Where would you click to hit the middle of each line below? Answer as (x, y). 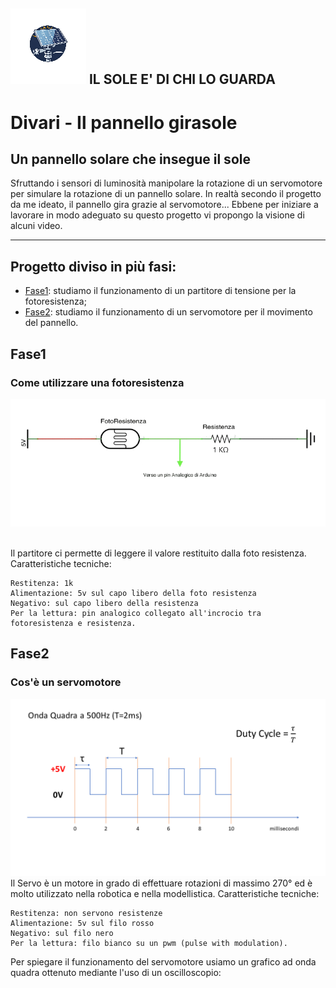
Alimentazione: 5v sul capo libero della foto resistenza (133, 594)
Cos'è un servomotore (66, 682)
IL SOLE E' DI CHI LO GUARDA (182, 79)
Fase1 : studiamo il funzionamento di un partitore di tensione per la (160, 291)
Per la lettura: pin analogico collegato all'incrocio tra (136, 614)
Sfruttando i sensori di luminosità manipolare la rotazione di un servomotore (166, 183)
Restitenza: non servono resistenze (86, 914)
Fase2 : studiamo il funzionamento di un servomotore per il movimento (168, 312)
